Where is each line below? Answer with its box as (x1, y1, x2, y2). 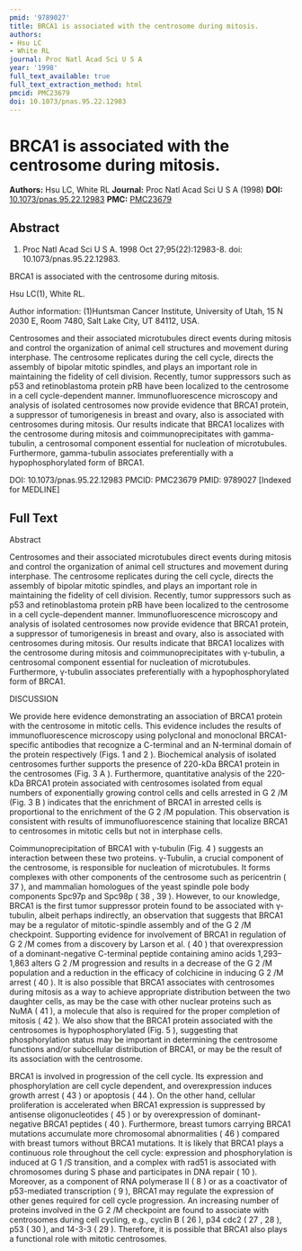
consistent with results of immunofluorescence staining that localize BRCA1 (9, 815, 289, 826)
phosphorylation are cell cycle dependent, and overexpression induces (9, 1080, 272, 1091)
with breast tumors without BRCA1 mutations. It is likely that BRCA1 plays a (9, 1138, 284, 1148)
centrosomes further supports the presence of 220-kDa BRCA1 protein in (9, 758, 280, 769)
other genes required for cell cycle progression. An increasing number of (9, 1194, 280, 1206)
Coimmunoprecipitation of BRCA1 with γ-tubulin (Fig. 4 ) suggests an (9, 842, 263, 853)
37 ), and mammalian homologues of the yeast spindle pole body (9, 881, 250, 892)
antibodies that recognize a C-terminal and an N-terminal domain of (40, 739, 292, 750)
